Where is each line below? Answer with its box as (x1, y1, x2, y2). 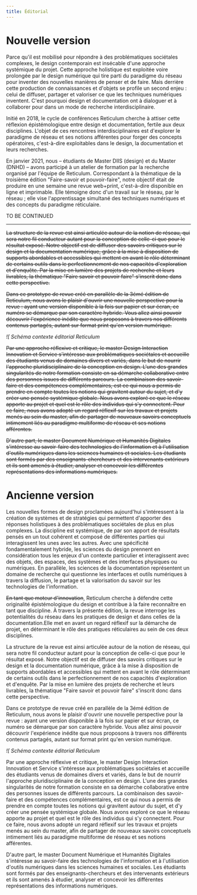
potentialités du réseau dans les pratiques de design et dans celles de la (6, 613, 181, 620)
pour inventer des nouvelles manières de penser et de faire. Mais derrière (6, 78, 184, 85)
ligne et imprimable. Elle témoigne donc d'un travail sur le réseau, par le (6, 189, 179, 196)
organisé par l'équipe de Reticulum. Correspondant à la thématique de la (6, 170, 182, 177)
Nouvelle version (6, 33, 91, 47)
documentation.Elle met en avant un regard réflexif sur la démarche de (6, 619, 177, 626)
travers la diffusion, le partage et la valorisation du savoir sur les (6, 577, 161, 584)
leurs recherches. (6, 146, 49, 153)
